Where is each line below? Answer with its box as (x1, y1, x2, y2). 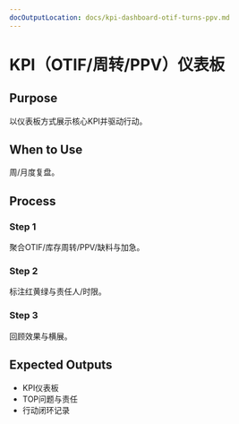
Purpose (9, 91, 58, 106)
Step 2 (9, 265, 38, 278)
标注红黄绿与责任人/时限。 (9, 286, 107, 297)
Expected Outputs (9, 358, 113, 373)
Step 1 (9, 221, 37, 233)
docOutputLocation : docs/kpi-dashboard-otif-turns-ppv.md (9, 13, 230, 22)
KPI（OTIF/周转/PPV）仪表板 (9, 55, 226, 74)
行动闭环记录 (21, 404, 70, 415)
